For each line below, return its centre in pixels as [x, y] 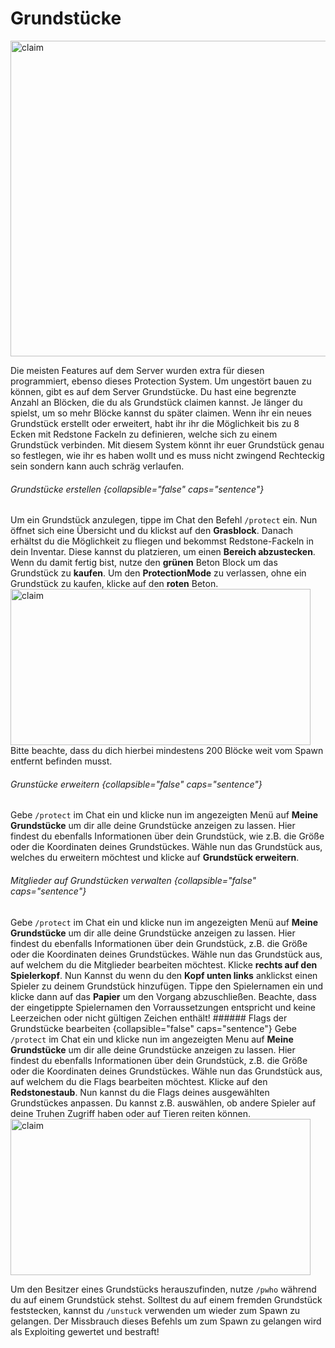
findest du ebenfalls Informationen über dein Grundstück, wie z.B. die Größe [167, 836]
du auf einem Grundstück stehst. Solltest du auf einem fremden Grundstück [166, 1299]
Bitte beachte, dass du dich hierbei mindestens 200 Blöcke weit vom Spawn [167, 751]
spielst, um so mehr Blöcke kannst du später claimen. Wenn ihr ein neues [161, 413]
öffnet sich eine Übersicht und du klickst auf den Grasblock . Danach [152, 531]
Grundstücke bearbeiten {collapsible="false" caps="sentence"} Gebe [154, 1028]
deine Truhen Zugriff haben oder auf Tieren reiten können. [131, 1113]
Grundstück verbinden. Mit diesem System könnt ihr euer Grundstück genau [167, 444]
